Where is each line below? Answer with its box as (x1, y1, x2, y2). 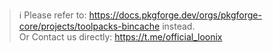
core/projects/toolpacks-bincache (18, 20, 161, 32)
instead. (162, 20, 196, 32)
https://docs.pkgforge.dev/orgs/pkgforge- (88, 9, 262, 21)
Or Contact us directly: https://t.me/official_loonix (18, 31, 223, 43)
